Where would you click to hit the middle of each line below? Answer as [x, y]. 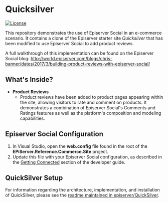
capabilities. [32, 118]
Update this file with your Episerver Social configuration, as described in [87, 157]
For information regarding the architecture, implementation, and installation [83, 190]
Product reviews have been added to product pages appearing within [92, 97]
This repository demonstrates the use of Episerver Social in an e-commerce [83, 33]
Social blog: [17, 58]
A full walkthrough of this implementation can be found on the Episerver [79, 53]
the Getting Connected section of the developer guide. [69, 162]
